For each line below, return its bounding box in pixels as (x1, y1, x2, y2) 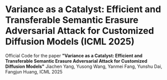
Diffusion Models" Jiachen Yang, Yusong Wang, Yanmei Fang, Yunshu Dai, (5, 63, 162, 69)
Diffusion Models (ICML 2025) (5, 36, 135, 48)
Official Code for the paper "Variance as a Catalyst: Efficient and (5, 52, 143, 59)
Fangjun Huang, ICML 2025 (5, 68, 63, 74)
